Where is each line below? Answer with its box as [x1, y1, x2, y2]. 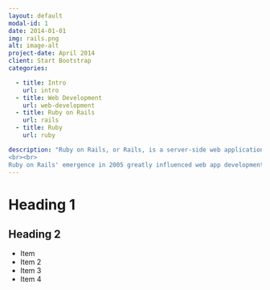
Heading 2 [8, 227, 62, 241]
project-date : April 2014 [8, 49, 95, 57]
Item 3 [19, 266, 42, 275]
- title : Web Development [15, 93, 103, 101]
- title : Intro [15, 78, 67, 87]
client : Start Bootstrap [8, 57, 92, 65]
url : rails [22, 116, 59, 125]
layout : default [8, 11, 63, 20]
